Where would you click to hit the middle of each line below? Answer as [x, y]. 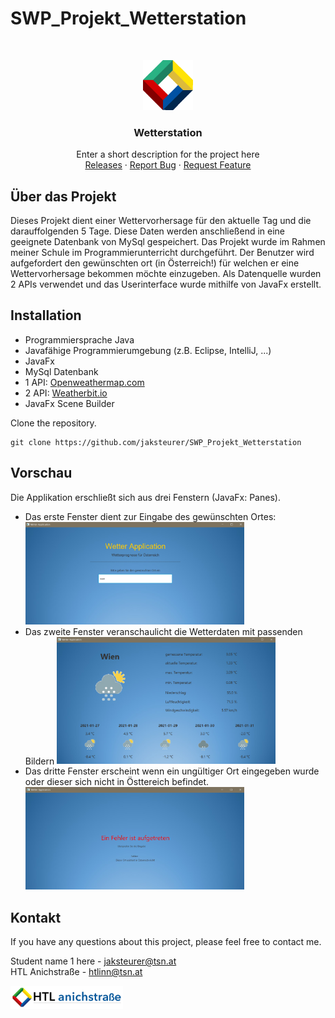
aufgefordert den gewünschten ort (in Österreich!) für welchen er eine [155, 263]
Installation [46, 315]
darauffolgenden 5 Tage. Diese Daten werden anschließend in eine [148, 231]
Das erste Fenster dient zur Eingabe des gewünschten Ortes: [150, 516]
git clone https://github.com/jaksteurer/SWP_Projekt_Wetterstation [156, 442]
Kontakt [36, 917]
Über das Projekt [63, 196]
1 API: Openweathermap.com [84, 382]
